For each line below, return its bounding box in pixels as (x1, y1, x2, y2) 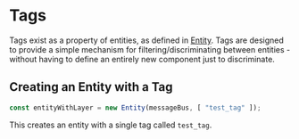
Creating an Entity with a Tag (9, 79, 173, 94)
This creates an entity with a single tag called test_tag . (9, 119, 212, 130)
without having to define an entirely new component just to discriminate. (9, 53, 275, 64)
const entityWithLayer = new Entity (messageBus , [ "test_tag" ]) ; (9, 103, 262, 112)
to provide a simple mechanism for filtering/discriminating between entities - (9, 44, 291, 54)
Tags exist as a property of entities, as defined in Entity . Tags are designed (9, 35, 284, 45)
